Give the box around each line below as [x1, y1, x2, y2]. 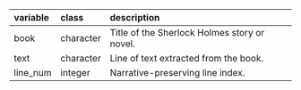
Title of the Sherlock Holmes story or [109, 27, 265, 38]
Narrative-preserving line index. [109, 67, 245, 78]
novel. [109, 37, 136, 50]
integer [60, 67, 91, 78]
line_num [13, 67, 52, 78]
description [109, 12, 160, 23]
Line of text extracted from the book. [109, 53, 264, 64]
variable [13, 12, 49, 23]
